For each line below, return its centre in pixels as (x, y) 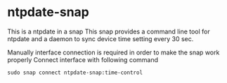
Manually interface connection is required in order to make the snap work (113, 52)
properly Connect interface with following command (83, 59)
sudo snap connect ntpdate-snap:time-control (75, 73)
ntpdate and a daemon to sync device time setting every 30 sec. (100, 38)
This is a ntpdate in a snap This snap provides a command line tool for (109, 31)
